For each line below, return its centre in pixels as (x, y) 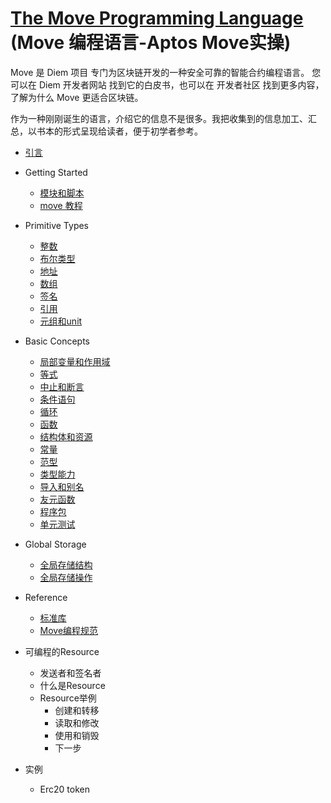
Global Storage (55, 544)
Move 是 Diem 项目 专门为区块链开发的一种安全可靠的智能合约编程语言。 (160, 72)
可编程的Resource (62, 651)
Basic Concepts (57, 341)
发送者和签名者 (70, 673)
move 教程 (61, 205)
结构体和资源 (66, 436)
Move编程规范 (69, 630)
